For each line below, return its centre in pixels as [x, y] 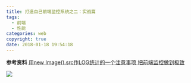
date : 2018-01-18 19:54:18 [40, 45]
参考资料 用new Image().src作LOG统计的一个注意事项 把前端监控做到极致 [95, 62]
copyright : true [26, 39]
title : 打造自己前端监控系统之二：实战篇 [51, 12]
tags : [13, 17]
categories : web [26, 34]
